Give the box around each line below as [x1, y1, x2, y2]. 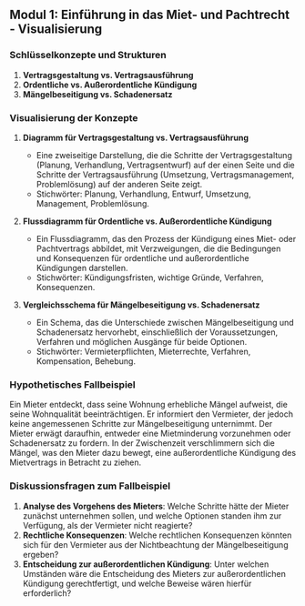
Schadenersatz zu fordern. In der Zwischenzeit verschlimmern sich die [9, 438, 275, 449]
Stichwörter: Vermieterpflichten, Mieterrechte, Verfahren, [36, 346, 251, 357]
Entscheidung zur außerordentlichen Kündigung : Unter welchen [22, 559, 269, 570]
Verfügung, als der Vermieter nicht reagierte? [22, 520, 193, 530]
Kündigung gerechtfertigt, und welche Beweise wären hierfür [22, 578, 252, 589]
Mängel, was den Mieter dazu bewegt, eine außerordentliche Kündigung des [9, 448, 297, 459]
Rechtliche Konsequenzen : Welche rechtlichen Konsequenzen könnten [22, 530, 292, 540]
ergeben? [22, 549, 59, 560]
